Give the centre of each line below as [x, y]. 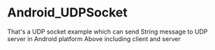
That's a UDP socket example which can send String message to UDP [107, 32]
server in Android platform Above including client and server [94, 38]
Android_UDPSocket [67, 13]
